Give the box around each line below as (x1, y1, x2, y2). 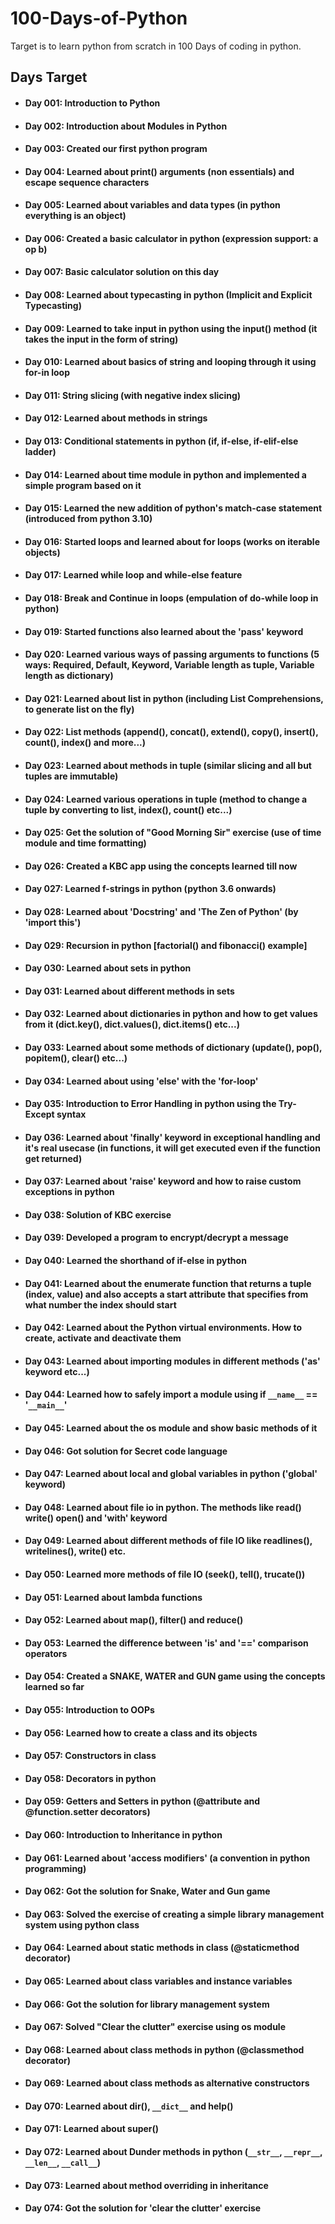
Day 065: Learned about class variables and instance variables (24, 1975, 293, 1987)
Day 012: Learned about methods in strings (24, 412, 208, 424)
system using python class (24, 1918, 140, 1931)
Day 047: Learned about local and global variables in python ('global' (24, 1468, 318, 1480)
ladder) (24, 446, 57, 458)
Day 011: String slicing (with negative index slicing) (24, 389, 242, 401)
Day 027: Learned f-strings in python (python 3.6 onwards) (24, 883, 277, 895)
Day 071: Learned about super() (24, 2123, 160, 2135)
